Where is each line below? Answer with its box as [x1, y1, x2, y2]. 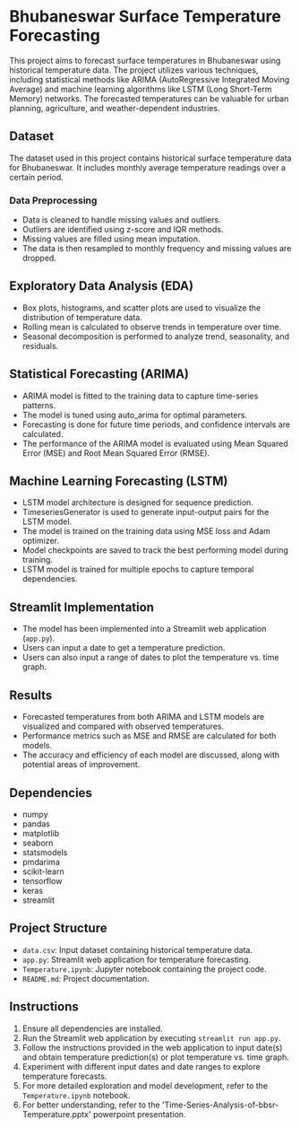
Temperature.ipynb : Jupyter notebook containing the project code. [21, 963, 267, 975]
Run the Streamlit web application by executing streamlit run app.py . [21, 1032, 281, 1043]
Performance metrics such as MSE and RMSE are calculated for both [21, 730, 277, 741]
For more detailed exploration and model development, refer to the [21, 1080, 269, 1091]
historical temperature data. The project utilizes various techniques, [9, 65, 259, 75]
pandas [21, 818, 51, 829]
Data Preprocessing [9, 194, 98, 206]
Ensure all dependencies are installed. [21, 1023, 163, 1034]
